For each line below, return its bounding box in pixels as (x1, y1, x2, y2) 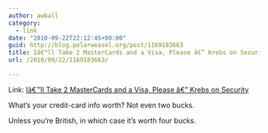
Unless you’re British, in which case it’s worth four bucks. (8, 115, 197, 125)
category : (8, 19, 41, 27)
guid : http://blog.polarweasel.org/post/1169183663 (8, 41, 183, 49)
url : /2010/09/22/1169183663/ (8, 57, 109, 65)
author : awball (8, 11, 59, 20)
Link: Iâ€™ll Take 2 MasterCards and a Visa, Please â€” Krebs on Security (8, 84, 250, 94)
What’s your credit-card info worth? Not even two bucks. (8, 100, 195, 110)
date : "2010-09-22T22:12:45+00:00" (8, 33, 127, 42)
